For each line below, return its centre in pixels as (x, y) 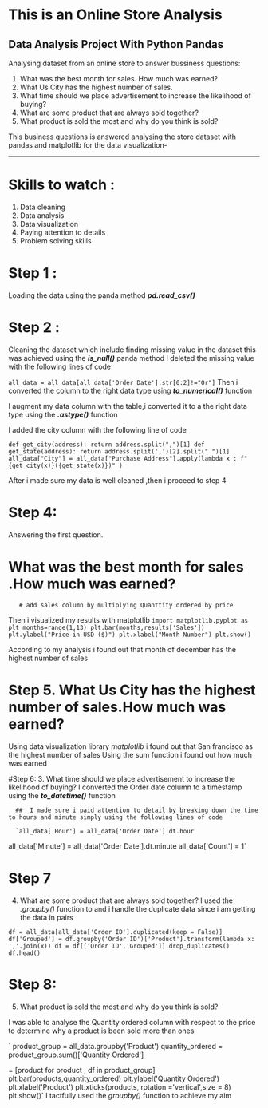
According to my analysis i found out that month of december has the (122, 649)
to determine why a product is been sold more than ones (101, 1031)
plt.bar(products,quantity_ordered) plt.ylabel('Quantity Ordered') (114, 1078)
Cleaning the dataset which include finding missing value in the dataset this (132, 350)
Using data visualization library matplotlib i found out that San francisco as (131, 746)
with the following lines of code (60, 366)
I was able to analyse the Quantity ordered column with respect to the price (132, 1022)
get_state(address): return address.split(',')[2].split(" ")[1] (119, 451)
